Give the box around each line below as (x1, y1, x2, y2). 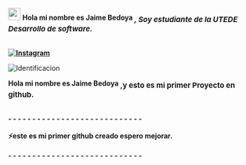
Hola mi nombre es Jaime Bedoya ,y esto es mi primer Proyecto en (8, 79, 236, 90)
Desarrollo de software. (8, 24, 93, 34)
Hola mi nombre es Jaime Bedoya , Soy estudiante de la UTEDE (22, 13, 238, 24)
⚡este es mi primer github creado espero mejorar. (8, 130, 173, 141)
